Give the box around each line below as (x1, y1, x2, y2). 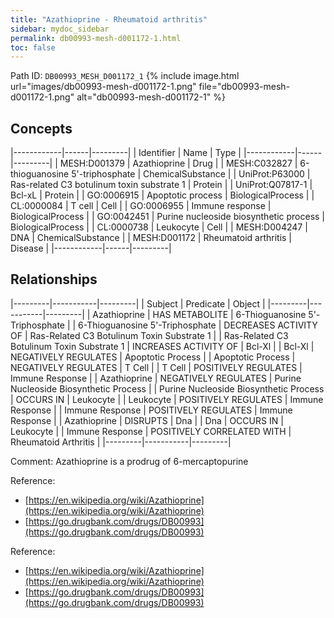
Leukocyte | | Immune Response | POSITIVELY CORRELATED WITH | (10, 425, 292, 437)
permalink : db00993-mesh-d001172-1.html (10, 33, 182, 43)
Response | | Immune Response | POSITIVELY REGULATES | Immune (10, 404, 293, 416)
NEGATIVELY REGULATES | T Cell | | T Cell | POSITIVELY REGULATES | (10, 361, 303, 373)
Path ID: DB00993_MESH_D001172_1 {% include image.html (10, 70, 240, 82)
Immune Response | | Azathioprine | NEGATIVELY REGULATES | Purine (10, 372, 302, 384)
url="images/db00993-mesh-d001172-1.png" (10, 81, 197, 93)
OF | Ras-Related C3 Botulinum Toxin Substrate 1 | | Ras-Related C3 (10, 329, 289, 341)
